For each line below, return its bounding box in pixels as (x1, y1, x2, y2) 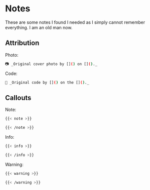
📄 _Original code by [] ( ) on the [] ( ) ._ (5, 80, 90, 85)
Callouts (5, 93, 32, 102)
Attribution (5, 39, 39, 47)
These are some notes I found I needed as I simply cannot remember (5, 19, 146, 25)
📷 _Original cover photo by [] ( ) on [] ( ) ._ (5, 61, 98, 67)
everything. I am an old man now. (5, 24, 73, 30)
